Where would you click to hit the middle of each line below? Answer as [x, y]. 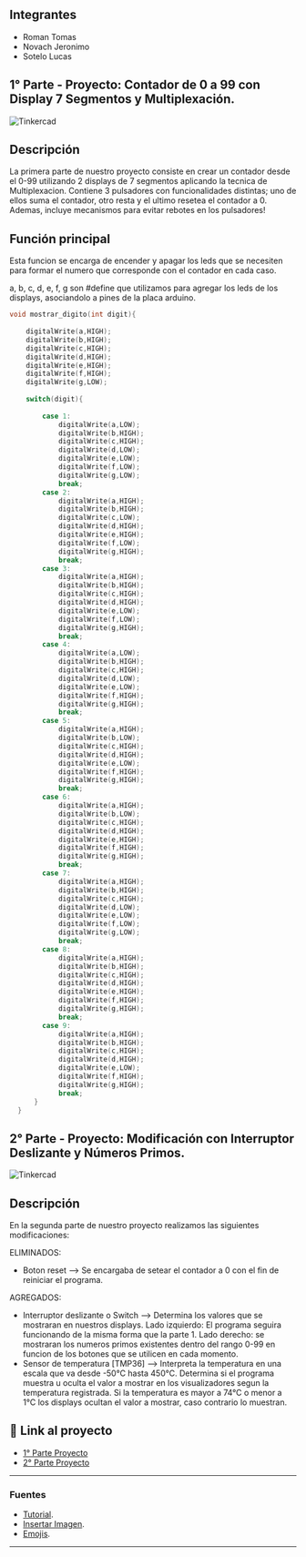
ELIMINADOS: [36, 1252]
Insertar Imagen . [53, 1524]
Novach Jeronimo [56, 46]
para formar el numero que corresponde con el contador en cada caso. [143, 270]
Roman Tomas [50, 36]
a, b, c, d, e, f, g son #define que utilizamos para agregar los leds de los [144, 288]
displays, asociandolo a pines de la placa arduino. [103, 298]
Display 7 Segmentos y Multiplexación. [122, 99]
